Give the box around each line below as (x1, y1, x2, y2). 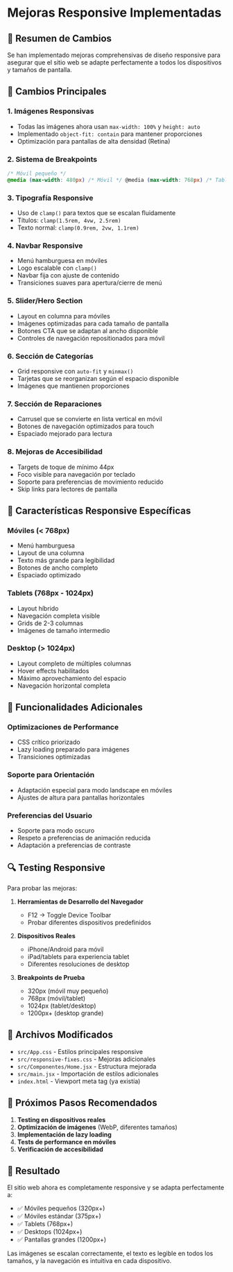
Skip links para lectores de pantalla (17, 484, 118, 493)
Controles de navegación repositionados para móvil (17, 334, 165, 342)
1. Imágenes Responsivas (7, 106, 94, 116)
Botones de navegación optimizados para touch (17, 422, 155, 431)
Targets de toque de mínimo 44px (17, 463, 114, 471)
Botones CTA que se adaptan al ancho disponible (17, 326, 158, 334)
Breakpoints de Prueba (17, 973, 85, 981)
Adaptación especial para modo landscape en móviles (17, 786, 173, 794)
